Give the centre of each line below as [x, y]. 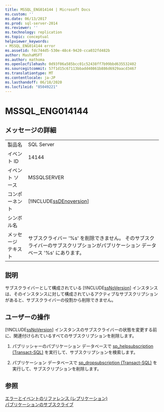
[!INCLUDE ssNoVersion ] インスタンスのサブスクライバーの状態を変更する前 [81, 330]
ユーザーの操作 [28, 317]
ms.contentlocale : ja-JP [30, 78]
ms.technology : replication [34, 32]
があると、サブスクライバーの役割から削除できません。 [61, 300]
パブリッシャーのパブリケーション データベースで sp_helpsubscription [83, 346]
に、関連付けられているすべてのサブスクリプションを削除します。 [71, 336]
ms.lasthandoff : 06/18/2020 [34, 82]
